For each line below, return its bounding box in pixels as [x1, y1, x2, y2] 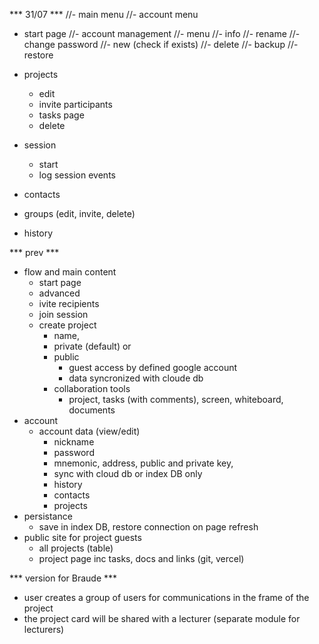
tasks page [38, 109, 85, 121]
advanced [38, 287, 81, 299]
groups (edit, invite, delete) [23, 208, 136, 219]
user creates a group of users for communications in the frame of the [23, 592, 310, 603]
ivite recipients [38, 298, 100, 309]
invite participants [38, 99, 113, 110]
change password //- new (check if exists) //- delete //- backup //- [23, 39, 299, 50]
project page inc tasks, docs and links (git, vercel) [38, 553, 245, 564]
